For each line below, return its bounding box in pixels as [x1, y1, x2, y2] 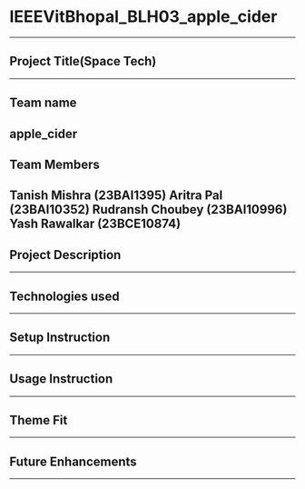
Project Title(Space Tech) [9, 54, 157, 69]
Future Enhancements [9, 454, 138, 469]
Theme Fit [9, 412, 68, 428]
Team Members [9, 156, 100, 172]
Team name [9, 95, 77, 111]
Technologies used [9, 288, 120, 304]
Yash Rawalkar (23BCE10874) [9, 216, 182, 232]
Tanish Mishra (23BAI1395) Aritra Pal [9, 188, 223, 204]
